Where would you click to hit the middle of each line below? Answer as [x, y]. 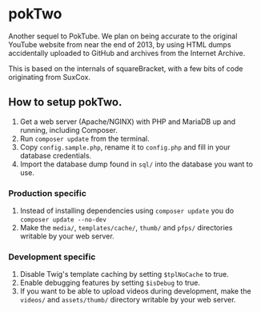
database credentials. [56, 155]
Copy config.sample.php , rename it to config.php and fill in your [125, 147]
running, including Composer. [69, 130]
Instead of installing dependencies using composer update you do [127, 211]
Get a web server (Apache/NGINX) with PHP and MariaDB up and [128, 122]
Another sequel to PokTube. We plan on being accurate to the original [123, 36]
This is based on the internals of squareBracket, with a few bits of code [126, 68]
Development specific [52, 257]
